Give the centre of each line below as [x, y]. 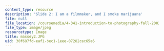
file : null [16, 18]
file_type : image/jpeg [28, 28]
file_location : [20, 23]
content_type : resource [29, 9]
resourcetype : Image [26, 32]
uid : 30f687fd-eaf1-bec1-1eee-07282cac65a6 [50, 41]
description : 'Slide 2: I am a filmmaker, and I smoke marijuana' [74, 14]
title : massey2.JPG [25, 37]
